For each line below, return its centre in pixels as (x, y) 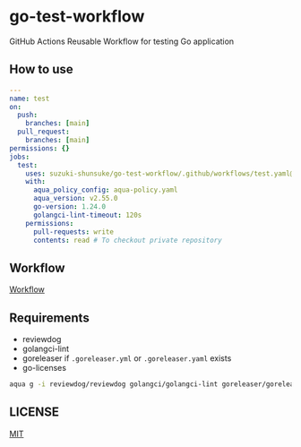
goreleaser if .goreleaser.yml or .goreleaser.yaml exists (127, 358)
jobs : (19, 157)
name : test (30, 99)
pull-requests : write (73, 232)
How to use (41, 69)
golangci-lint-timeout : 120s (87, 215)
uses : (36, 173)
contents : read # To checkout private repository (127, 240)
